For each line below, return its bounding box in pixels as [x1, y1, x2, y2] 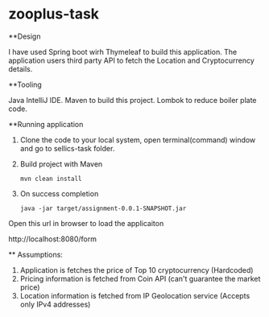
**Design [8, 31, 41, 41]
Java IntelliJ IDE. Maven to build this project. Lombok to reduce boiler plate [8, 95, 257, 105]
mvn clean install [19, 175, 82, 183]
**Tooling [8, 80, 42, 89]
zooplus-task [8, 5, 99, 23]
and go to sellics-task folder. [19, 143, 115, 153]
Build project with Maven [19, 158, 103, 169]
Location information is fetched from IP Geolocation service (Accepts [19, 290, 250, 300]
